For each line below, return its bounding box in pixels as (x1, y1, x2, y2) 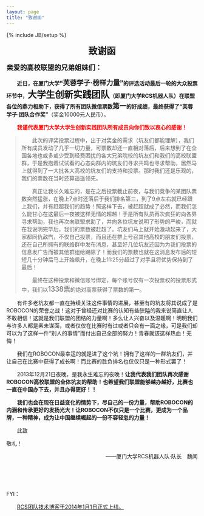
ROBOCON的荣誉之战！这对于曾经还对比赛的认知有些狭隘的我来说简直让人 (6, 306, 193, 314)
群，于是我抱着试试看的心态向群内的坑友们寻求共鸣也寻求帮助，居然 (21, 159, 192, 167)
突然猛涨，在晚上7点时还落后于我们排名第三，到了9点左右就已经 (26, 195, 188, 202)
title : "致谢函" (6, 15, 45, 21)
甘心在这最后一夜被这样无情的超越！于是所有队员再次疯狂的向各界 (32, 210, 197, 218)
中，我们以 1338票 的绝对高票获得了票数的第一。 (21, 284, 145, 294)
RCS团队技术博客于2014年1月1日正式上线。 (17, 503, 124, 511)
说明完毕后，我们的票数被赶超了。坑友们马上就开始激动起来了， (32, 225, 192, 233)
